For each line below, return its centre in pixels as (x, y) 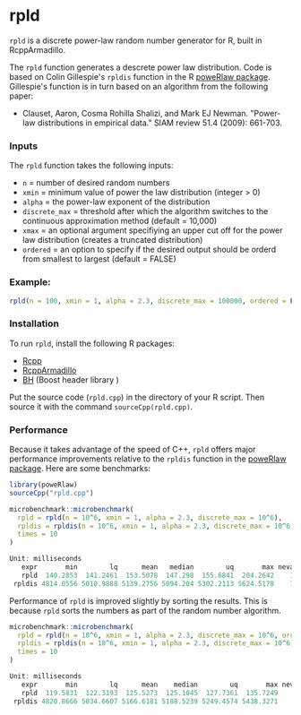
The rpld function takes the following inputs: (91, 166)
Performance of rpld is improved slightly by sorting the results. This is (139, 600)
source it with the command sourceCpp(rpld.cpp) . (101, 406)
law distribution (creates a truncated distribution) (112, 240)
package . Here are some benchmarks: (80, 468)
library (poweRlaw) (43, 485)
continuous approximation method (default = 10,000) (120, 221)
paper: (21, 96)
